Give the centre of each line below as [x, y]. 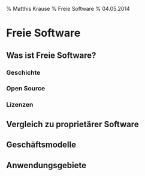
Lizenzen [20, 105]
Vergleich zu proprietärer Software [72, 124]
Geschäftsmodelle [41, 145]
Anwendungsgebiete [46, 165]
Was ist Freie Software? [51, 55]
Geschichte [23, 72]
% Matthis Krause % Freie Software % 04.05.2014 [68, 9]
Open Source [26, 89]
